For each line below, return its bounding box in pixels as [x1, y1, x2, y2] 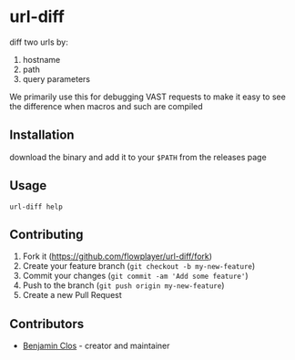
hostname [22, 54, 61, 65]
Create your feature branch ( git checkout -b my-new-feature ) [22, 261, 256, 272]
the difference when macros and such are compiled [9, 100, 203, 111]
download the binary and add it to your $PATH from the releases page [9, 151, 267, 162]
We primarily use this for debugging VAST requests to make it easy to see [9, 91, 287, 102]
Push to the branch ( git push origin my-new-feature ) [22, 280, 225, 291]
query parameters [22, 73, 91, 84]
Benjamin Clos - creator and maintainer [22, 340, 170, 352]
